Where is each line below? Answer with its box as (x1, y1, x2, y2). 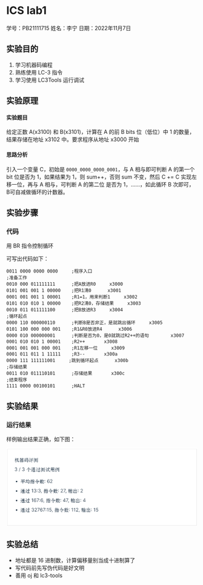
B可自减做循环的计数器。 (6, 188, 68, 196)
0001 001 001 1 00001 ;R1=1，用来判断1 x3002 (6, 294, 138, 300)
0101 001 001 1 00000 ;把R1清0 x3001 (6, 288, 121, 294)
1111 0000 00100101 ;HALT (6, 383, 85, 389)
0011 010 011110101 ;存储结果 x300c (6, 371, 125, 377)
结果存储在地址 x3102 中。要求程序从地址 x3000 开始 (6, 136, 139, 143)
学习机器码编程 (15, 61, 53, 68)
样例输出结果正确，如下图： (6, 435, 76, 443)
